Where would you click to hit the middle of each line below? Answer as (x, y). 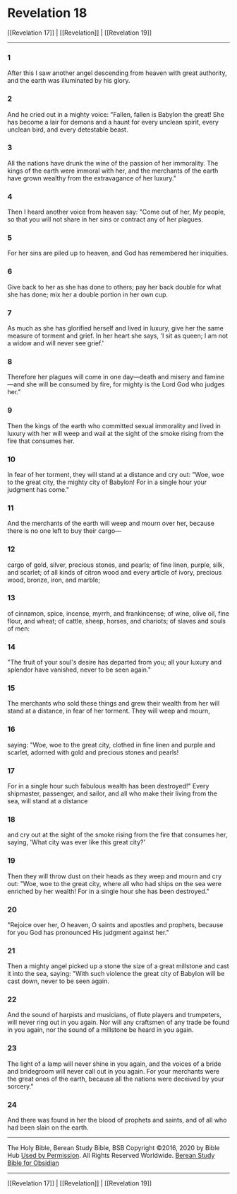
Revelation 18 (47, 13)
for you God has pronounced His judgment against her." (88, 932)
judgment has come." (38, 489)
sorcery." (20, 1086)
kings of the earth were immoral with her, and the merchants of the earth (113, 171)
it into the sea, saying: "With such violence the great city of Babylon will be (116, 974)
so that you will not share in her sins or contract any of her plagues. (105, 219)
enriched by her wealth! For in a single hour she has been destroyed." (108, 891)
